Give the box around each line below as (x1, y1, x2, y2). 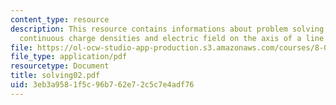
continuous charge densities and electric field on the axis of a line (19, 33, 325, 43)
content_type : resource (10, 14, 110, 25)
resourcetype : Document (10, 61, 110, 71)
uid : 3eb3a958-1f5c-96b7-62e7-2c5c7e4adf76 (10, 80, 195, 90)
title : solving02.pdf (10, 71, 101, 81)
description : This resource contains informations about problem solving (10, 24, 325, 34)
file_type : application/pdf (10, 52, 128, 62)
